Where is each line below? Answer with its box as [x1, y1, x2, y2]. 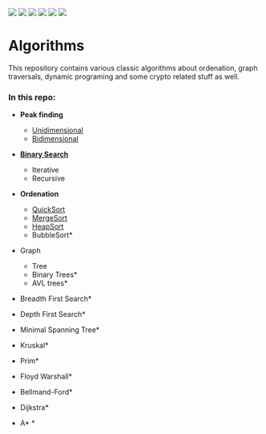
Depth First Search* [19, 310, 86, 319]
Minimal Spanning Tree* [19, 325, 100, 335]
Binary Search [19, 149, 69, 160]
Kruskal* [19, 341, 50, 351]
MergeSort [31, 213, 68, 223]
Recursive [31, 173, 66, 184]
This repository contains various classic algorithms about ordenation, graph [8, 63, 258, 72]
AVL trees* [31, 278, 68, 288]
